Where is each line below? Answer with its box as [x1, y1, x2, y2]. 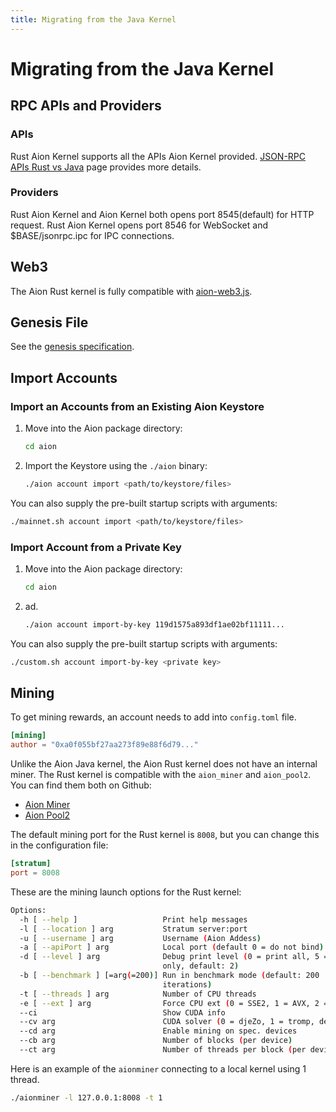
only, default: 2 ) [162, 961, 240, 971]
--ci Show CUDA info [19, 1007, 226, 1018]
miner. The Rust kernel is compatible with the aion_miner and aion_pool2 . [10, 769, 312, 781]
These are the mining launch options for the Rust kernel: [10, 886, 242, 898]
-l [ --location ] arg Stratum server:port [19, 924, 248, 934]
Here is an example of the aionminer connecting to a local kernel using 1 [10, 1062, 307, 1075]
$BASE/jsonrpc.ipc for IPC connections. [10, 229, 175, 241]
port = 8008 [10, 868, 60, 878]
